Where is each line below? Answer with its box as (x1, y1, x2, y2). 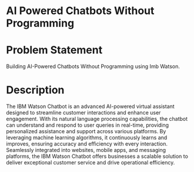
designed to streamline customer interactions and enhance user (6, 109, 161, 116)
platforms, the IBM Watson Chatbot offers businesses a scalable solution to (6, 153, 188, 160)
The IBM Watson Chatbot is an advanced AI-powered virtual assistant (6, 103, 175, 110)
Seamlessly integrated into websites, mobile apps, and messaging (6, 147, 166, 154)
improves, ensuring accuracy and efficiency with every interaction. (6, 140, 168, 147)
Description (6, 83, 65, 97)
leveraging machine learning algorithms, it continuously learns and (6, 134, 168, 141)
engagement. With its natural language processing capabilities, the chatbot (6, 116, 188, 123)
